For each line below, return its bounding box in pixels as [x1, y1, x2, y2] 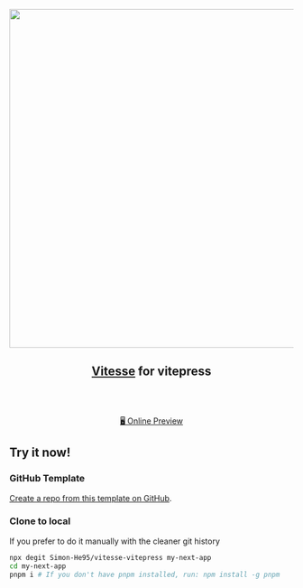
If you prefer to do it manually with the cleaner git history [9, 536, 221, 546]
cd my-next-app [9, 561, 67, 571]
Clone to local [9, 515, 71, 527]
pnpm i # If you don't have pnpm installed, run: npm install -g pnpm [9, 570, 280, 579]
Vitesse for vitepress [91, 364, 212, 379]
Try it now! [9, 445, 71, 461]
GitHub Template [9, 472, 86, 485]
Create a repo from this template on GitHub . [9, 492, 172, 503]
